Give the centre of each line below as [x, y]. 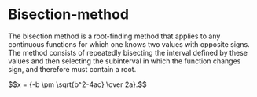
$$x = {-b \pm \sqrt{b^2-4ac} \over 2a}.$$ [77, 84]
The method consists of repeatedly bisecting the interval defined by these [128, 52]
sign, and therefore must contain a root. [72, 69]
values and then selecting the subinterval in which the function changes [125, 61]
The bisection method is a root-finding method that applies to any [114, 36]
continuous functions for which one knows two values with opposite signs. [129, 44]
